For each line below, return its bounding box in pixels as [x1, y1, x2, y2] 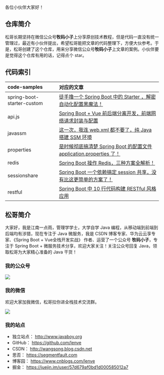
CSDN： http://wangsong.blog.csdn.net [12, 346, 92, 352]
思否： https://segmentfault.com [12, 352, 78, 358]
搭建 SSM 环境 [59, 134, 92, 141]
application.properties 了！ [59, 150, 121, 157]
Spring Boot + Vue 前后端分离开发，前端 [59, 110, 151, 117]
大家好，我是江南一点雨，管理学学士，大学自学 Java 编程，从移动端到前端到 [5, 225, 159, 230]
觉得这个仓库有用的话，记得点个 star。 [9, 52, 87, 58]
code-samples [7, 83, 43, 90]
